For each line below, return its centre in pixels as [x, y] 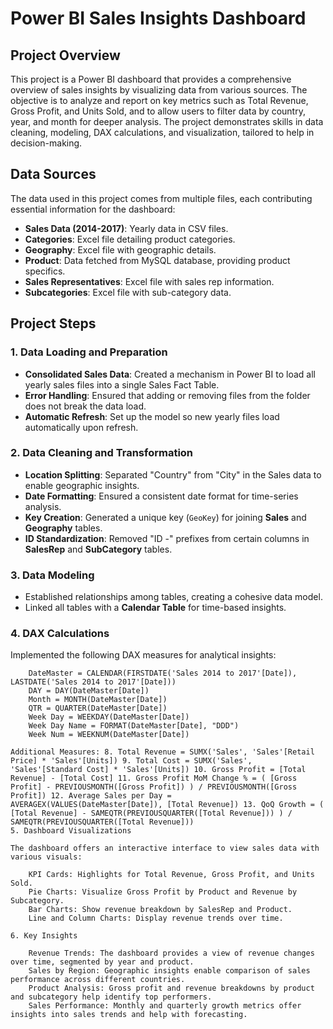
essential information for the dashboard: [93, 209]
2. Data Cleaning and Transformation [102, 453]
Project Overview [65, 55]
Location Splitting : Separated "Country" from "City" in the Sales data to [173, 474]
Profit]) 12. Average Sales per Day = [91, 796]
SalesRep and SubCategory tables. [98, 549]
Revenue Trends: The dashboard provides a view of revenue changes [171, 953]
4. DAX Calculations [60, 634]
